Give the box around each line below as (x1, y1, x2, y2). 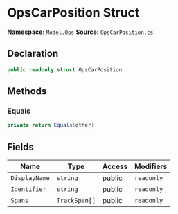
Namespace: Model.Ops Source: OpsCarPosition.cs (7, 28, 154, 36)
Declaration (7, 48, 59, 60)
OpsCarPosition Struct (7, 5, 140, 21)
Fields (7, 141, 35, 153)
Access (103, 161, 128, 171)
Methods (7, 85, 47, 98)
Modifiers (134, 161, 168, 171)
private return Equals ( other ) (7, 122, 95, 129)
